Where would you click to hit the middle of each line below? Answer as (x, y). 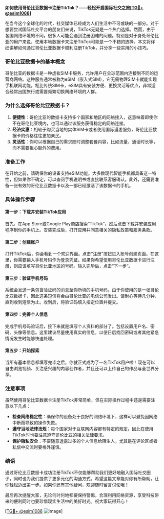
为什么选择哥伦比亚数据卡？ (38, 106)
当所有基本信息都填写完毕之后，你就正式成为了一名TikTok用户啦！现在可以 (80, 362)
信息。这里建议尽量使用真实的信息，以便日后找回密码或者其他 (88, 332)
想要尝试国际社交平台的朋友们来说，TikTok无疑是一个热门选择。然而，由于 (80, 29)
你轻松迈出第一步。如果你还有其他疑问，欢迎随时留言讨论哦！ (67, 485)
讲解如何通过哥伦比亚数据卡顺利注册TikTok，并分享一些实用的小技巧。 (80, 48)
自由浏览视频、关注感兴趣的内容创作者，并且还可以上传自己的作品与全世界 (80, 368)
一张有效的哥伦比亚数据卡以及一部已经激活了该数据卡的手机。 (71, 185)
